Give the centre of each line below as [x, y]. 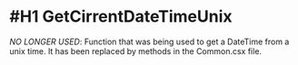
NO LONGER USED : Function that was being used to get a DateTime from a [149, 42]
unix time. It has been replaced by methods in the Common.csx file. [135, 51]
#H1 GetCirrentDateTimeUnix [121, 17]
